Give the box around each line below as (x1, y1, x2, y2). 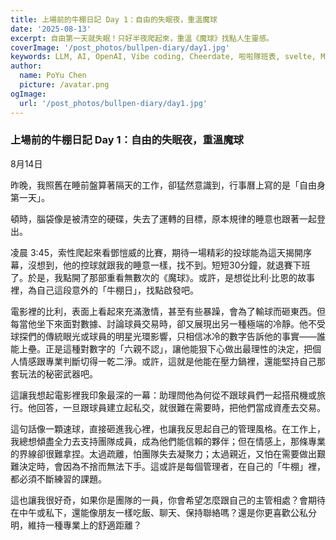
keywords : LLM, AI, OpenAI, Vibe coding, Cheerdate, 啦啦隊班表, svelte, (10, 52, 317, 62)
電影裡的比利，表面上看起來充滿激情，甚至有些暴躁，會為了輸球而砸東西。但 (10, 305, 326, 317)
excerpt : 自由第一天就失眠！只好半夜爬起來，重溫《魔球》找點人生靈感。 (10, 33, 275, 43)
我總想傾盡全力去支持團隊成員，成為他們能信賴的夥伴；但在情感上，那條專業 (10, 435, 326, 447)
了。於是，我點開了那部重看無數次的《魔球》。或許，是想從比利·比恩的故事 (10, 271, 316, 283)
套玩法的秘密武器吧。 (10, 367, 98, 380)
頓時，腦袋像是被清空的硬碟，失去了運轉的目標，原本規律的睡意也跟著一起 (10, 212, 317, 225)
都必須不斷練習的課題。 (10, 472, 107, 485)
